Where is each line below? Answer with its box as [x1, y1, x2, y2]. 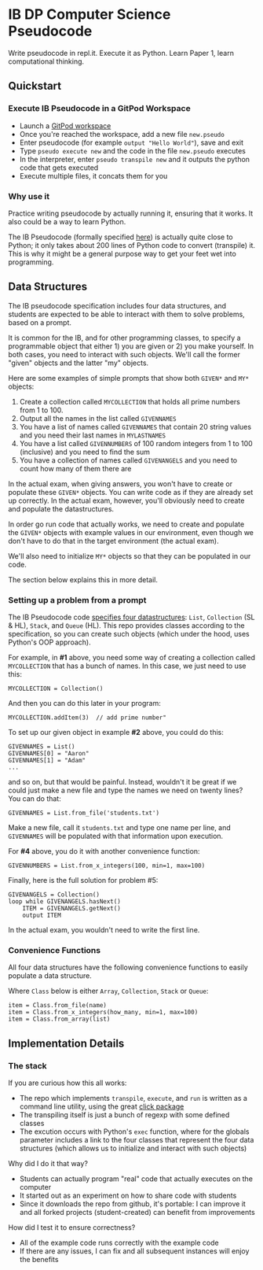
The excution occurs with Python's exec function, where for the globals [19, 1127, 250, 1136]
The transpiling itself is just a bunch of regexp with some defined [19, 1110, 230, 1120]
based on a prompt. [8, 317, 72, 327]
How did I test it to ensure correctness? [8, 1223, 136, 1232]
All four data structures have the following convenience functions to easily [8, 962, 249, 973]
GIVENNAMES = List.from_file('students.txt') [8, 809, 159, 818]
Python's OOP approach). [8, 637, 92, 647]
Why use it [8, 190, 49, 201]
